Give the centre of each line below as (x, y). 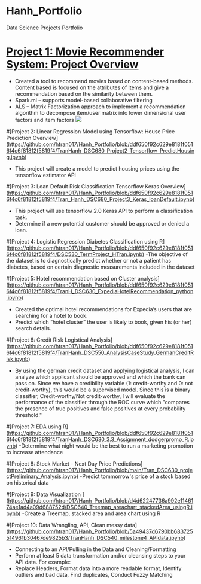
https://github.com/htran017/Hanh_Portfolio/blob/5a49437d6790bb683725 (100, 531)
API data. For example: (43, 562)
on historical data (28, 482)
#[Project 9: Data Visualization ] (45, 494)
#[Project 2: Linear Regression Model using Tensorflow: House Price (91, 131)
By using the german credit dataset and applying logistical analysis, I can (105, 370)
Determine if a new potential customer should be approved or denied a (102, 223)
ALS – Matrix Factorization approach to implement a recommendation (100, 107)
